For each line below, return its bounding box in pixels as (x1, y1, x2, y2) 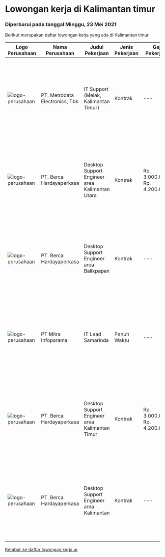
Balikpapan (83, 268, 110, 275)
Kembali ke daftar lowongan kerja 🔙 (5, 547, 78, 553)
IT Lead (83, 331, 102, 337)
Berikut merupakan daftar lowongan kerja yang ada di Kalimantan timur (5, 32, 149, 38)
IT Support (83, 86, 109, 93)
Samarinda (83, 337, 109, 344)
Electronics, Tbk (41, 98, 79, 105)
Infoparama (41, 337, 68, 344)
